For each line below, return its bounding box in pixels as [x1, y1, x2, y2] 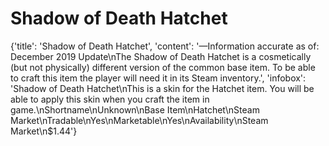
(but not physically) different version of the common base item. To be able [10, 61, 316, 73]
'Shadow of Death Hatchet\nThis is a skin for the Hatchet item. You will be [10, 82, 315, 94]
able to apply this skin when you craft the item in [10, 93, 210, 105]
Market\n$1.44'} [10, 125, 78, 137]
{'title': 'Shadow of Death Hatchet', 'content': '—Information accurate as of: [10, 40, 320, 52]
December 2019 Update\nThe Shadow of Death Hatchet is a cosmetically [10, 50, 312, 62]
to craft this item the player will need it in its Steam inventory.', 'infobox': [10, 72, 307, 84]
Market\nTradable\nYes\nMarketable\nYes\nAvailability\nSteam [10, 114, 269, 126]
